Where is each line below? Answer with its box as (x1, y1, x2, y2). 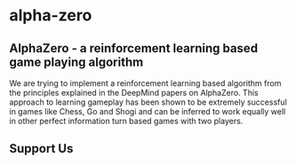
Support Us (9, 141, 74, 156)
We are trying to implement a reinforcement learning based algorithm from (9, 78, 282, 89)
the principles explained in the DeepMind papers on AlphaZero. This (9, 88, 260, 98)
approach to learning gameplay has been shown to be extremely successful (9, 97, 287, 107)
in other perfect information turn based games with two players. (9, 116, 244, 126)
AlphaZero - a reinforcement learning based (9, 41, 259, 56)
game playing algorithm (9, 54, 144, 69)
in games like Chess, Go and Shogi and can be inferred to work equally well (9, 106, 286, 116)
